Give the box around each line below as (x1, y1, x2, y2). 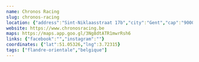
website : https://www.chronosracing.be (6, 25, 105, 31)
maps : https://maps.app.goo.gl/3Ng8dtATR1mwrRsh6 (6, 31, 131, 37)
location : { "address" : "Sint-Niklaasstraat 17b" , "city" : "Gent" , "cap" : (6, 19, 182, 25)
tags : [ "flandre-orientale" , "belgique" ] (6, 47, 108, 53)
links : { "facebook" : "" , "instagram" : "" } (6, 36, 105, 42)
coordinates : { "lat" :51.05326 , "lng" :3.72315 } (6, 42, 120, 48)
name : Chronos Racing (6, 8, 60, 15)
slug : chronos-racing (6, 14, 60, 20)
